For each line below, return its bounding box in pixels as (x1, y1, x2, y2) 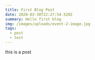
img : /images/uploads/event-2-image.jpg (5, 21, 91, 26)
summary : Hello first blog (5, 16, 61, 21)
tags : (5, 26, 16, 31)
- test (9, 35, 23, 40)
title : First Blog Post (5, 7, 55, 12)
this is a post (5, 48, 31, 55)
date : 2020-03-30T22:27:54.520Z (5, 12, 72, 17)
